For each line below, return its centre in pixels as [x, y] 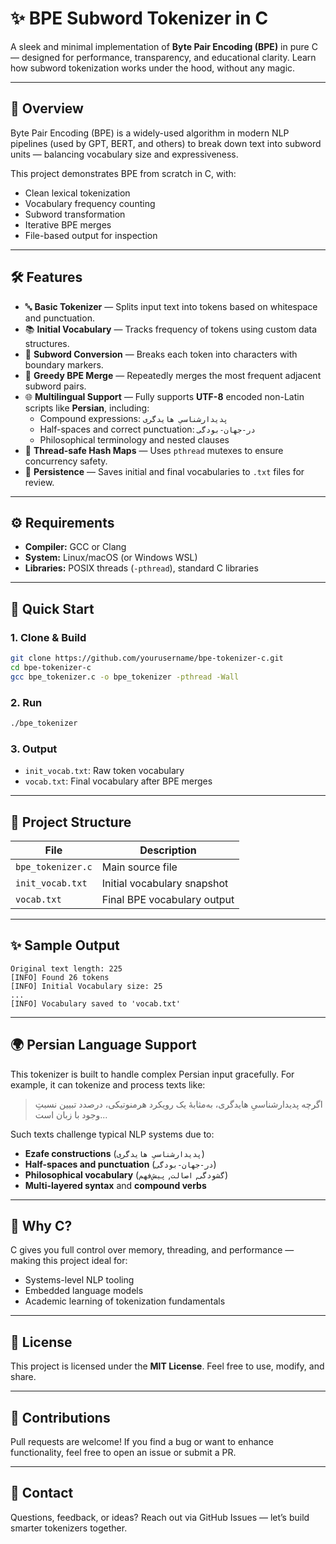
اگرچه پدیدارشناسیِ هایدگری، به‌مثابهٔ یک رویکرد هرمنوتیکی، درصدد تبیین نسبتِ [178, 1104]
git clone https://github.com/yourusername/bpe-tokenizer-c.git [147, 658]
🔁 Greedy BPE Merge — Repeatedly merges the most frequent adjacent [173, 375]
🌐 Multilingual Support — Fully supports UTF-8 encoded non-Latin [164, 396]
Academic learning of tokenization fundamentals [125, 1301]
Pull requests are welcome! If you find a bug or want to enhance [142, 1442]
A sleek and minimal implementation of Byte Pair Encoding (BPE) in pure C [164, 46]
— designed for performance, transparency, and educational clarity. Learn [163, 57]
